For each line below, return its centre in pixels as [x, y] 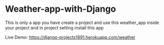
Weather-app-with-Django [61, 9]
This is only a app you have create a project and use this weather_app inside [82, 22]
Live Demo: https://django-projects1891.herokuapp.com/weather [70, 37]
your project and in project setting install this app [54, 27]
